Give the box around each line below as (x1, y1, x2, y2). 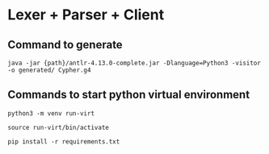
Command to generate (7, 38, 123, 52)
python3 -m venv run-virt (7, 109, 95, 118)
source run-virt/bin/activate (7, 123, 110, 131)
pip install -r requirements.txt (7, 137, 120, 146)
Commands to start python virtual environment (7, 88, 250, 102)
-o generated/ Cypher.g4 (7, 66, 91, 74)
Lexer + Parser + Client (7, 6, 165, 24)
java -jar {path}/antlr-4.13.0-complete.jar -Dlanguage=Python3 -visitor (7, 59, 262, 67)
